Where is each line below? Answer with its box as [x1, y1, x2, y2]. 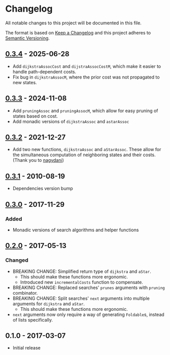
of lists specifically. [12, 316, 53, 323]
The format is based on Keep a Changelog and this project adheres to [5, 29, 151, 35]
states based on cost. [12, 113, 58, 119]
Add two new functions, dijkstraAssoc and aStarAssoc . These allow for [12, 147, 161, 153]
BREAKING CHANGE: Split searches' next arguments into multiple [12, 295, 150, 301]
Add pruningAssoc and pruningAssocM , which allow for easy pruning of [12, 108, 158, 114]
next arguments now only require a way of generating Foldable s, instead [12, 311, 165, 317]
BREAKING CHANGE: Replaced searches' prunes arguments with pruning [12, 285, 165, 291]
